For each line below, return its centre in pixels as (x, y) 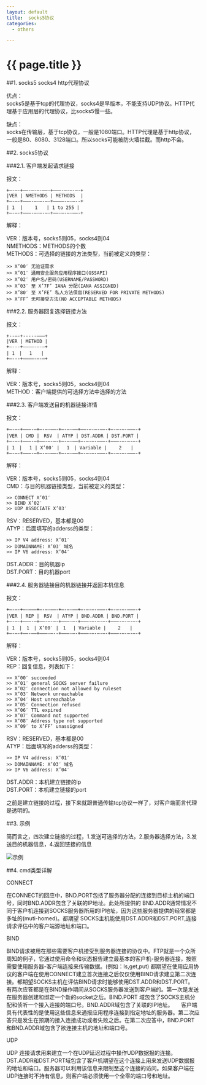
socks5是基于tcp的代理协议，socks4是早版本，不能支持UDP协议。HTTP (98, 104)
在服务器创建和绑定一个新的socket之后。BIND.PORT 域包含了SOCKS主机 (98, 997)
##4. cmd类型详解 (29, 870)
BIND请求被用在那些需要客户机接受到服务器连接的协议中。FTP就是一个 (96, 951)
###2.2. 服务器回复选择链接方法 (47, 312)
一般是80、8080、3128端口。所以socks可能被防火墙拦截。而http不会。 (97, 140)
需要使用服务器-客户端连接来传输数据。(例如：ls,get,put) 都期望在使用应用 (100, 966)
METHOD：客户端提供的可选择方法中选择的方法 (67, 392)
